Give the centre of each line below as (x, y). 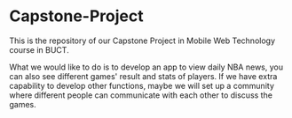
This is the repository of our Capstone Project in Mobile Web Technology (142, 41)
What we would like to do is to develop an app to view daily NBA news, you (146, 67)
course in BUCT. (39, 49)
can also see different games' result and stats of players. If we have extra (143, 76)
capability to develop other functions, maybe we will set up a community (142, 85)
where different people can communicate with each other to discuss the (141, 95)
